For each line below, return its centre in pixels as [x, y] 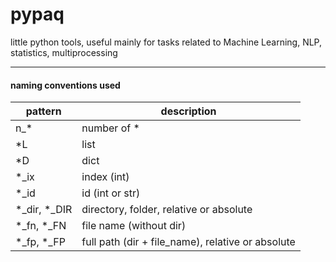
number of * [110, 128]
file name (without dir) [134, 226]
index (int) [105, 177]
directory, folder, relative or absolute [167, 210]
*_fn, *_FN [41, 226]
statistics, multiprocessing [64, 52]
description [188, 111]
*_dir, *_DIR [44, 210]
